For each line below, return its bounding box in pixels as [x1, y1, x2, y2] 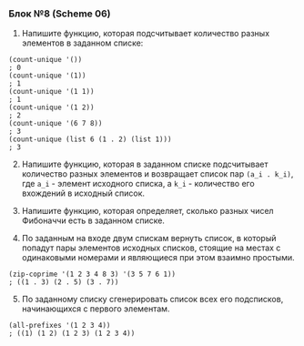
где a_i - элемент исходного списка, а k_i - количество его [21, 178, 256, 189]
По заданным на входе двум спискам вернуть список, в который [21, 233, 277, 244]
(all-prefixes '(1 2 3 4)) [8, 321, 111, 331]
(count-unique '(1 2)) [8, 103, 95, 112]
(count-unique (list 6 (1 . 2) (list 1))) [8, 135, 172, 144]
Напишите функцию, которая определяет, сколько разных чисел [21, 206, 274, 217]
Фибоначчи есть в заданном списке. [21, 215, 166, 226]
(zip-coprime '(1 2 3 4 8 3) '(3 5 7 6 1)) [8, 270, 177, 280]
